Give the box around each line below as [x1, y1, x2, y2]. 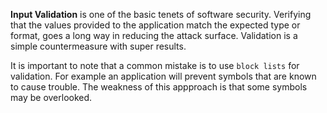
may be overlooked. [10, 92, 93, 103]
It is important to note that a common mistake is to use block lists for [10, 60, 300, 71]
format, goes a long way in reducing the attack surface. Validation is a [10, 30, 298, 41]
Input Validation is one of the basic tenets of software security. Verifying [10, 9, 312, 20]
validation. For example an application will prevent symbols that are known [10, 70, 317, 82]
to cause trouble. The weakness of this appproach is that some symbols [10, 81, 308, 93]
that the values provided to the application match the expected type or [10, 19, 301, 31]
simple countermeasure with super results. [10, 40, 187, 52]
